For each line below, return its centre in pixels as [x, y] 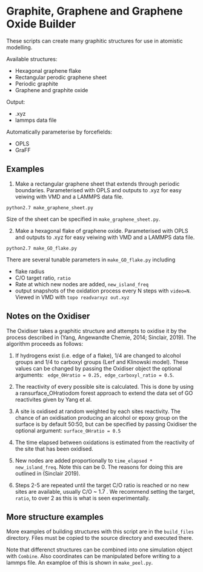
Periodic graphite [37, 84]
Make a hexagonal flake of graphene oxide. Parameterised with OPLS [101, 230]
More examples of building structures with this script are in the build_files [100, 531]
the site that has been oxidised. [54, 449]
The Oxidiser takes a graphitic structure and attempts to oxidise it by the [96, 331]
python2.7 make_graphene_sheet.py [50, 207]
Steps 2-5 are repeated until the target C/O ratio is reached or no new [102, 485]
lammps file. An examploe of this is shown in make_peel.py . [80, 563]
